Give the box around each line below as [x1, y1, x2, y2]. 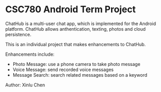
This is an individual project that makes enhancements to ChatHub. [5, 41, 146, 47]
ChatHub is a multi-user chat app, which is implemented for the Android [5, 20, 156, 27]
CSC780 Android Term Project [5, 4, 136, 15]
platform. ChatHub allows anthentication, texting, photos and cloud [5, 26, 146, 32]
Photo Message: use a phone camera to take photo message [12, 61, 141, 67]
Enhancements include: [5, 51, 55, 57]
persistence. [5, 31, 32, 37]
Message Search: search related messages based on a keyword [12, 72, 148, 78]
